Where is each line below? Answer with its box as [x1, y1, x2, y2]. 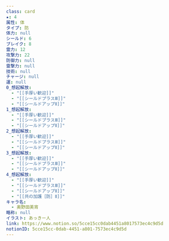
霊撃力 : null [6, 63, 35, 69]
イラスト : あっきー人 [6, 215, 51, 221]
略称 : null [6, 210, 31, 216]
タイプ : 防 [6, 25, 29, 31]
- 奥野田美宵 [11, 204, 39, 211]
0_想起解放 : [6, 85, 32, 91]
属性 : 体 [6, 19, 25, 25]
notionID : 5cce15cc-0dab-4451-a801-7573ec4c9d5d [6, 226, 127, 232]
